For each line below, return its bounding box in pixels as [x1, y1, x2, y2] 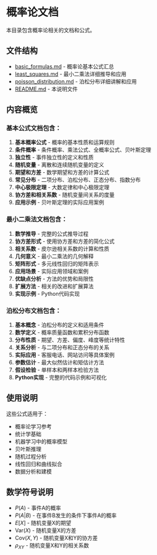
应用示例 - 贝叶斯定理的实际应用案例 [14, 199, 104, 206]
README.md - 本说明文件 [14, 85, 78, 92]
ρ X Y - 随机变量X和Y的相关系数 [14, 541, 90, 550]
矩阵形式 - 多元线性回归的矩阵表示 [14, 260, 100, 267]
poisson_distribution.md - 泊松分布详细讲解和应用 [14, 77, 137, 85]
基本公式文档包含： [6, 124, 61, 133]
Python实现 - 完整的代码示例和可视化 [14, 374, 107, 381]
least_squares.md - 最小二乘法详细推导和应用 [14, 70, 127, 77]
